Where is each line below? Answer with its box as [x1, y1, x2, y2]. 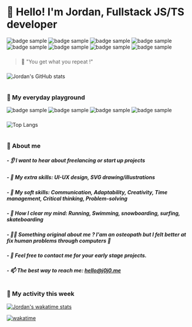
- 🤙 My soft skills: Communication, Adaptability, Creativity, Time [6, 188, 168, 195]
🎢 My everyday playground [6, 93, 86, 102]
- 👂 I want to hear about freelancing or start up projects [6, 157, 146, 164]
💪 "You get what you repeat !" [21, 58, 93, 65]
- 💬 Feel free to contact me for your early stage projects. [6, 252, 147, 259]
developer [6, 18, 58, 31]
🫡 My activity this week [6, 290, 75, 298]
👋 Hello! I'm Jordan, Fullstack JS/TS [6, 5, 184, 19]
